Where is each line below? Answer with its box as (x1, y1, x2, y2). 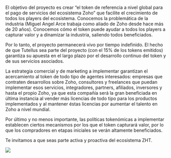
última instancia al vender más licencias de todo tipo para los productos (5, 95, 158, 101)
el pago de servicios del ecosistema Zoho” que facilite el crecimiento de (5, 10, 158, 16)
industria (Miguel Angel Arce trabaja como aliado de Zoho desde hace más (5, 21, 164, 27)
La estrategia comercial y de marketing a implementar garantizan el (5, 68, 148, 74)
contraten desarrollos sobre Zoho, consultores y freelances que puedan (5, 79, 158, 85)
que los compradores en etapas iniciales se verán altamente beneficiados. (5, 127, 163, 133)
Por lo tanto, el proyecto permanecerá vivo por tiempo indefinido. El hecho (5, 42, 163, 48)
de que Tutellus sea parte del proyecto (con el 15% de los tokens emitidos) (5, 47, 163, 53)
